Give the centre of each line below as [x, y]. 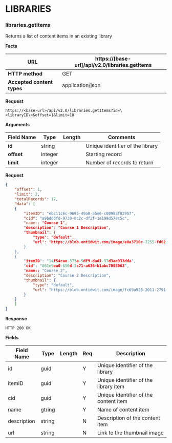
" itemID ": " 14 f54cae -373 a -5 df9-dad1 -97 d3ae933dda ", [80, 261]
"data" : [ [25, 204]
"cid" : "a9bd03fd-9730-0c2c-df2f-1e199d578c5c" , [77, 218]
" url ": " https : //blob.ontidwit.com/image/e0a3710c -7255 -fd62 [99, 242]
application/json [81, 85]
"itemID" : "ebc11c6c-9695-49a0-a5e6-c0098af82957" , [80, 214]
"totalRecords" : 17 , [36, 199]
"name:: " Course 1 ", [46, 223]
